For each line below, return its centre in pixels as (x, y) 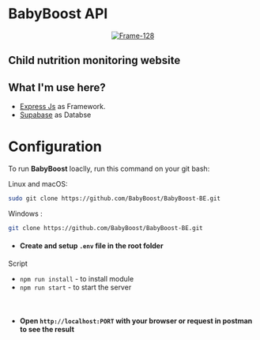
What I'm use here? (57, 87)
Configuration (55, 147)
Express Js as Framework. (62, 107)
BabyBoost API (58, 14)
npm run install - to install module (77, 279)
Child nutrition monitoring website (94, 60)
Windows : (25, 213)
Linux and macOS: (38, 184)
